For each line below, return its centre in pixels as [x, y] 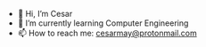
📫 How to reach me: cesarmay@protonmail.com [107, 33]
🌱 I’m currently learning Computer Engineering [103, 23]
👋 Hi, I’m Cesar [45, 14]
